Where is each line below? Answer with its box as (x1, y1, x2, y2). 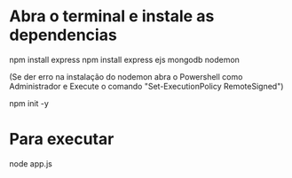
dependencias (9, 25, 117, 45)
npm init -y (9, 97, 49, 108)
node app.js (9, 158, 53, 169)
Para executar (9, 129, 114, 150)
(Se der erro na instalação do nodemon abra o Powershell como (9, 71, 243, 81)
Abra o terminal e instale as (9, 6, 215, 27)
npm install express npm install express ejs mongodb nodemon (9, 54, 240, 65)
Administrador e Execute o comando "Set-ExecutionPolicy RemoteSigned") (9, 81, 284, 91)
